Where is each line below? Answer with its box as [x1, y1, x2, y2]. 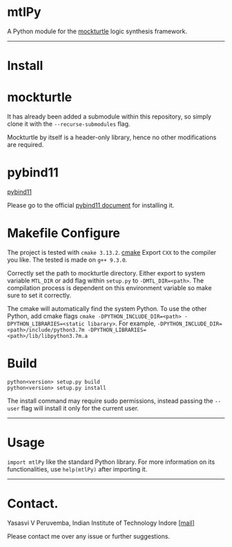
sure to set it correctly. [7, 291, 71, 299]
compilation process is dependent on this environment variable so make [7, 283, 212, 292]
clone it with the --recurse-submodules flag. [7, 120, 130, 128]
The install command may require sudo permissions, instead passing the [7, 396, 213, 405]
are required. [7, 141, 44, 149]
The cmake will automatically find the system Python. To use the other [7, 304, 207, 312]
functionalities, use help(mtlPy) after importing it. [7, 465, 148, 473]
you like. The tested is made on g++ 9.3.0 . [7, 255, 128, 264]
